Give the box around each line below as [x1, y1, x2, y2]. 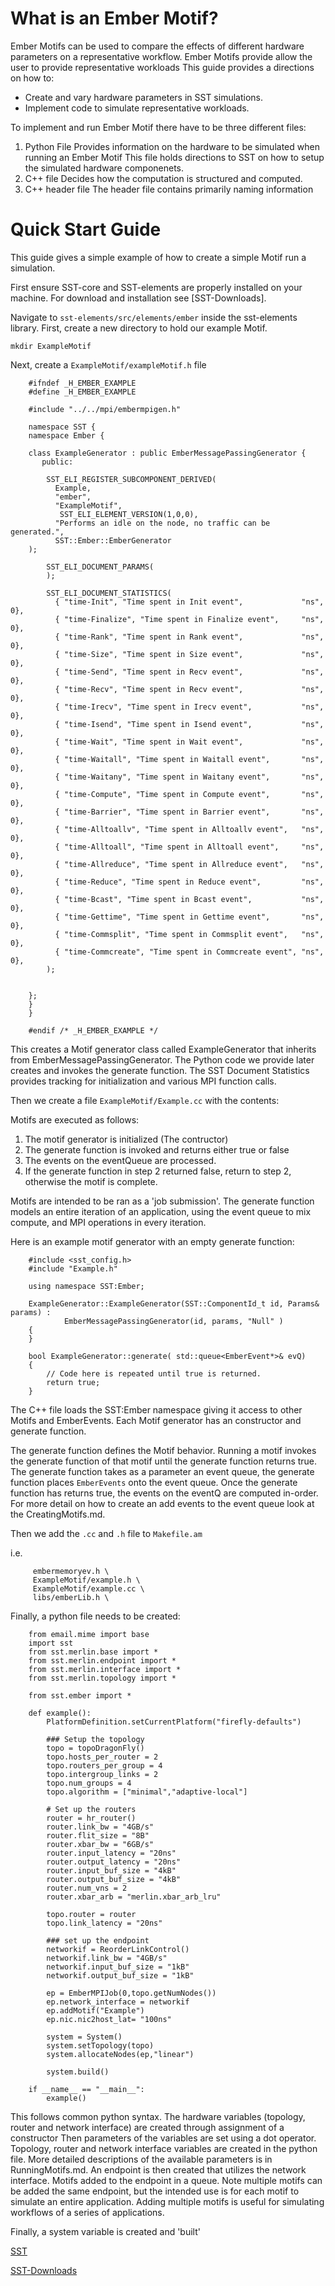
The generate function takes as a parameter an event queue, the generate [10, 1465, 315, 1477]
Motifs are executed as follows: [10, 1113, 140, 1126]
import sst [28, 1638, 74, 1648]
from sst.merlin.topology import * [28, 1673, 177, 1683]
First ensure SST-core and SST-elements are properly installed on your [10, 281, 303, 293]
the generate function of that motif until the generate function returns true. [10, 1455, 318, 1467]
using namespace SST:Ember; [28, 1281, 145, 1291]
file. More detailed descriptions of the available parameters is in [10, 2153, 273, 2165]
